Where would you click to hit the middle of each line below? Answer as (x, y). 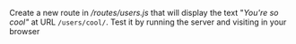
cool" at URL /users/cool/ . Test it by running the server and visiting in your (148, 22)
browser (25, 31)
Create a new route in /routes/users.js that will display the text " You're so (144, 13)
